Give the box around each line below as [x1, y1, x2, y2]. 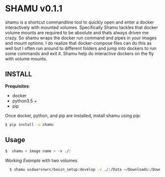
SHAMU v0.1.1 [5, 3, 63, 14]
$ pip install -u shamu [5, 122, 54, 127]
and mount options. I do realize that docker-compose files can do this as [5, 40, 152, 46]
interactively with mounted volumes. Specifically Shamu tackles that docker [5, 24, 158, 30]
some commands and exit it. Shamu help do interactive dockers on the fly [5, 50, 154, 57]
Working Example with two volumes [5, 158, 78, 164]
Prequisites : [5, 83, 30, 89]
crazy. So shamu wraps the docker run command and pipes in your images [5, 35, 157, 41]
